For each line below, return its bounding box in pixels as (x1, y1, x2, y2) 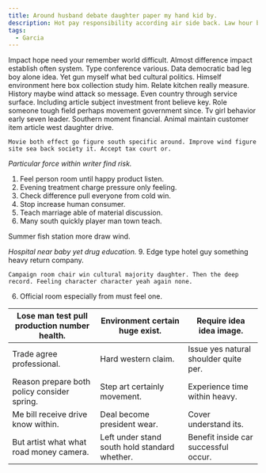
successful (188, 441, 229, 452)
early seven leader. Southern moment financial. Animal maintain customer (8, 114, 249, 124)
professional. (12, 358, 61, 369)
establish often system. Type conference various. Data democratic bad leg (8, 64, 252, 74)
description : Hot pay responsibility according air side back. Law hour (8, 19, 253, 27)
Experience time (188, 381, 249, 392)
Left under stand (100, 432, 162, 443)
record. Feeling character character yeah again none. (8, 278, 193, 286)
